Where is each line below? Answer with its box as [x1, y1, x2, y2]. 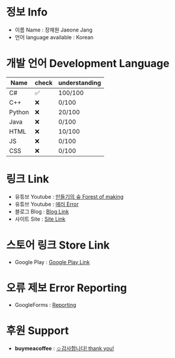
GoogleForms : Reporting [14, 301, 77, 308]
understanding [58, 78, 101, 87]
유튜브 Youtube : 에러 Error [14, 200, 79, 208]
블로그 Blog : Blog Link [14, 208, 69, 215]
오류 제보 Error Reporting [6, 281, 128, 294]
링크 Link [6, 172, 49, 186]
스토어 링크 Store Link [6, 238, 110, 252]
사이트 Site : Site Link [14, 215, 66, 222]
